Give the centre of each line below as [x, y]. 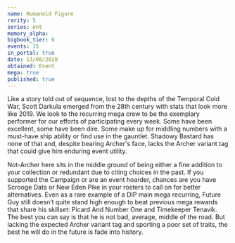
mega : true [23, 72]
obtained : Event [31, 66]
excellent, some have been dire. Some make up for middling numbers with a [117, 129]
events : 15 [23, 46]
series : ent [25, 27]
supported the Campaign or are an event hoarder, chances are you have [112, 180]
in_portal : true [31, 53]
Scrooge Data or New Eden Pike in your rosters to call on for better [104, 188]
